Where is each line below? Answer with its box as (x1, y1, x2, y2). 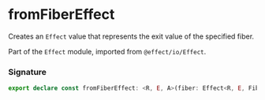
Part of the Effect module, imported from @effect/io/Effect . (8, 46, 207, 56)
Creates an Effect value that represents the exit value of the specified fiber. (8, 31, 255, 41)
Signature (8, 66, 47, 77)
